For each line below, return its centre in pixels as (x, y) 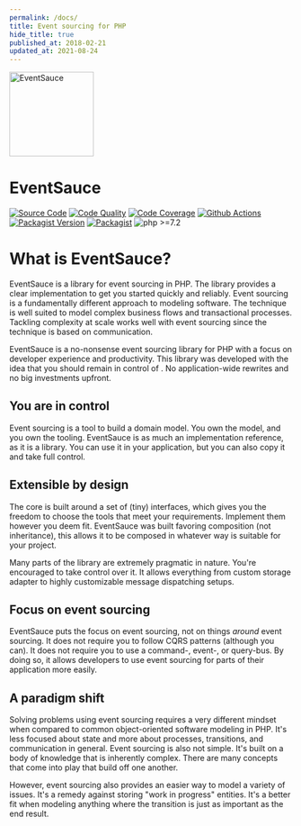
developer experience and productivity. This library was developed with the (149, 359)
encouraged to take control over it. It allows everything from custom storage (150, 572)
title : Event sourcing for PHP (68, 26)
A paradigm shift (57, 698)
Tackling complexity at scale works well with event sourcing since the (138, 322)
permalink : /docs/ (44, 18)
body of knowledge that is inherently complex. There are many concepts (144, 758)
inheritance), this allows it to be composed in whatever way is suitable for (145, 535)
